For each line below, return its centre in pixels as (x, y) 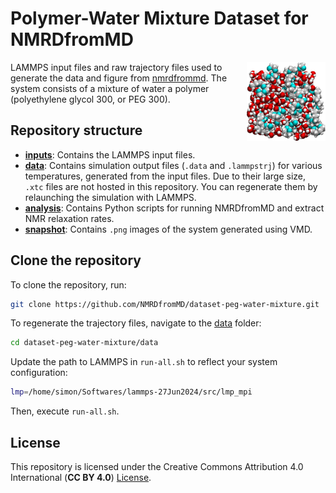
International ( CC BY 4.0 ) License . (81, 477)
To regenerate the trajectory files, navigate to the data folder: (136, 323)
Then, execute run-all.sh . (65, 411)
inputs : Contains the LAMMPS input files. (110, 154)
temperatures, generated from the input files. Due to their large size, (165, 176)
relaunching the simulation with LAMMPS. (110, 197)
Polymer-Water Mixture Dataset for (159, 18)
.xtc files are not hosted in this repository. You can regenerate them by (171, 186)
